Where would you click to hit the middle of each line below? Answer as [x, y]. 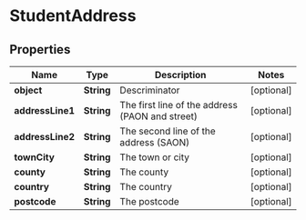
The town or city [154, 157]
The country [146, 187]
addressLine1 [45, 110]
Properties [40, 50]
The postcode [149, 201]
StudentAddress [73, 16]
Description [180, 75]
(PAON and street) [159, 116]
